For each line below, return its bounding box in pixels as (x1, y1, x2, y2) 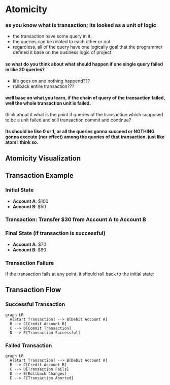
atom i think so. (5, 139, 39, 145)
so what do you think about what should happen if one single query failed (5, 61, 163, 67)
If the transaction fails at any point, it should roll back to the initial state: (5, 271, 154, 277)
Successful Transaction (5, 301, 65, 308)
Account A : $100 (12, 198, 49, 204)
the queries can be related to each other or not (12, 39, 111, 45)
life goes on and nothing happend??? (12, 78, 90, 84)
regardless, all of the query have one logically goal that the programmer (12, 44, 163, 50)
